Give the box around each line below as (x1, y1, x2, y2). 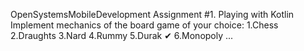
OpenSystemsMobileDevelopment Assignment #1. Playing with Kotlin (10, 9, 295, 20)
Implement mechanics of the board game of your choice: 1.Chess (10, 19, 279, 31)
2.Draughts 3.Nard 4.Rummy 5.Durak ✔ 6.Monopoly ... (10, 30, 234, 41)
